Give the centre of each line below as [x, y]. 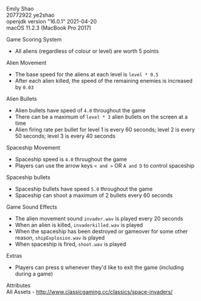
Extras [14, 256]
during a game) [34, 274]
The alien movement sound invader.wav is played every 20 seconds [99, 218]
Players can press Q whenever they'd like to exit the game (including [99, 267]
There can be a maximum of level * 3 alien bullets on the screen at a [101, 117]
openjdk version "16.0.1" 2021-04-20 [52, 21]
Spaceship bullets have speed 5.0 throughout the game [84, 189]
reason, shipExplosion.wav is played [60, 238]
